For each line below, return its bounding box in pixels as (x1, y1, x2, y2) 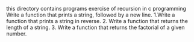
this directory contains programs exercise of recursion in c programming (6, 5, 187, 12)
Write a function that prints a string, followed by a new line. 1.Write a (6, 11, 175, 18)
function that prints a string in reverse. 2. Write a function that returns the (6, 18, 189, 24)
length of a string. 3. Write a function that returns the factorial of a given (6, 24, 185, 31)
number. (6, 30, 27, 37)
